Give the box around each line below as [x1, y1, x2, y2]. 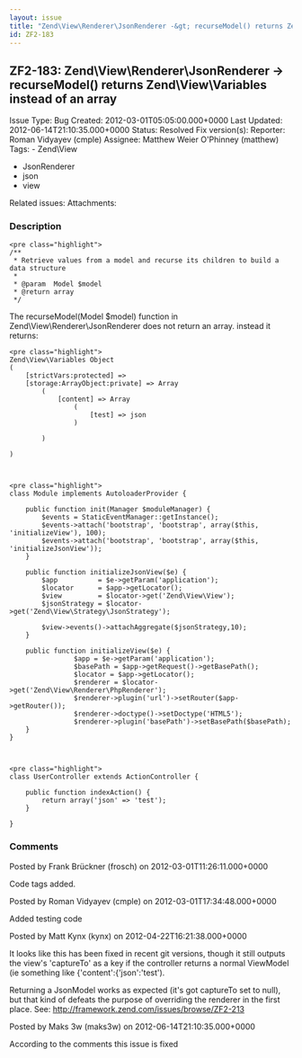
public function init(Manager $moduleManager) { [25, 505, 211, 514]
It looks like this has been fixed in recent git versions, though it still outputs [9, 947, 286, 958]
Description [9, 220, 62, 233]
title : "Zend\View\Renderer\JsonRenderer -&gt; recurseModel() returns [9, 22, 283, 31]
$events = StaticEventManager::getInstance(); [41, 513, 219, 522]
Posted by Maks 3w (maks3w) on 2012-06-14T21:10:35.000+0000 [9, 1021, 256, 1032]
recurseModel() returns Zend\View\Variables [9, 77, 268, 93]
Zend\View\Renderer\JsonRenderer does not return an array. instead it [9, 321, 271, 332]
